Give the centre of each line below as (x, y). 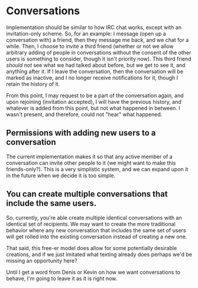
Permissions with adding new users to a (81, 133)
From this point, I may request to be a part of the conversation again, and (95, 95)
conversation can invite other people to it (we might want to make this (91, 163)
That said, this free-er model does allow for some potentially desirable (92, 248)
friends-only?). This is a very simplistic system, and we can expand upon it (97, 169)
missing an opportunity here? (42, 260)
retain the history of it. (33, 84)
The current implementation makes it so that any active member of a (89, 156)
